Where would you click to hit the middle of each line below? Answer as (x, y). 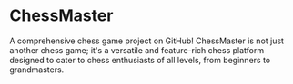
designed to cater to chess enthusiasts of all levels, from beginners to (140, 60)
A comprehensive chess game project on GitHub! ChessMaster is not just (147, 41)
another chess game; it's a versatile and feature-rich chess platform (137, 50)
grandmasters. (37, 70)
